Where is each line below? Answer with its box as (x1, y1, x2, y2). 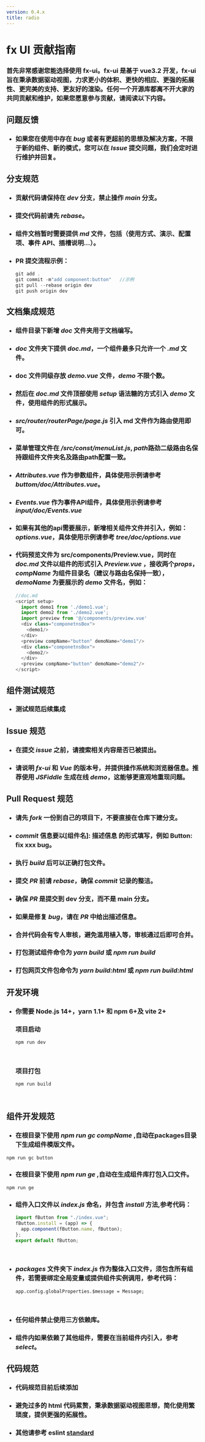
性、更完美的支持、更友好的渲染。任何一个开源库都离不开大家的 (6, 84, 195, 93)
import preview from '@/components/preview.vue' (21, 615, 147, 621)
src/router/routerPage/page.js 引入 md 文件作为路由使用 (15, 416, 185, 425)
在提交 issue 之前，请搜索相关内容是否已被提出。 (15, 745, 160, 754)
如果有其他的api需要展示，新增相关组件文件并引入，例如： (15, 524, 188, 532)
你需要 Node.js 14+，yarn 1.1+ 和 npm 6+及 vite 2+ (15, 1007, 166, 1015)
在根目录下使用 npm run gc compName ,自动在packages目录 (15, 1131, 197, 1140)
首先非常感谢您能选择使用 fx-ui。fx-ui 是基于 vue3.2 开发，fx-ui (6, 66, 196, 75)
